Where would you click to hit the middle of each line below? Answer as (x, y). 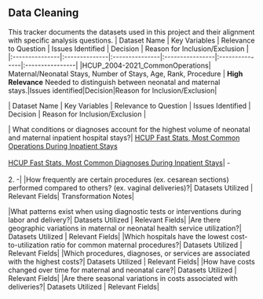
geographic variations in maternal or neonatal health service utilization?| (125, 228)
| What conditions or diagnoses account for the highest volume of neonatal (129, 129)
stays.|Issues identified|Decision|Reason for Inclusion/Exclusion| (113, 90)
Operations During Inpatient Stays (63, 146)
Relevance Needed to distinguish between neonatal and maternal (114, 82)
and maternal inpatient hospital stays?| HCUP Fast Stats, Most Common (124, 138)
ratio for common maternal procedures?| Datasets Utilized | (146, 245)
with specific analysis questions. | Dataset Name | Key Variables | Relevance (131, 40)
